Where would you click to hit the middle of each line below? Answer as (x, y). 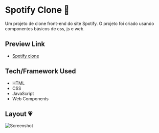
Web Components (30, 99)
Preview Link (25, 44)
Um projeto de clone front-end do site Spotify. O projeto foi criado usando (79, 23)
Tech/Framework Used (41, 71)
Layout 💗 (19, 114)
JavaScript (23, 93)
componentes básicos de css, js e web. (45, 28)
